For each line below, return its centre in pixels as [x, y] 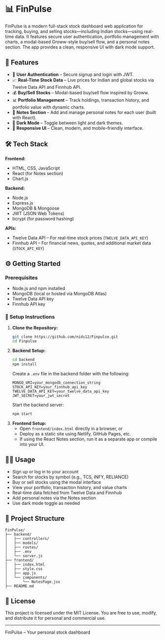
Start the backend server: [38, 405]
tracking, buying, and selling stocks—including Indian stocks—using [74, 31]
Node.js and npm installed [39, 288]
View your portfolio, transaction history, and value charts [69, 487]
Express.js [23, 203]
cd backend [23, 360]
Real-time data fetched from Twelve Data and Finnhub [67, 493]
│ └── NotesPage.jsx [33, 582]
